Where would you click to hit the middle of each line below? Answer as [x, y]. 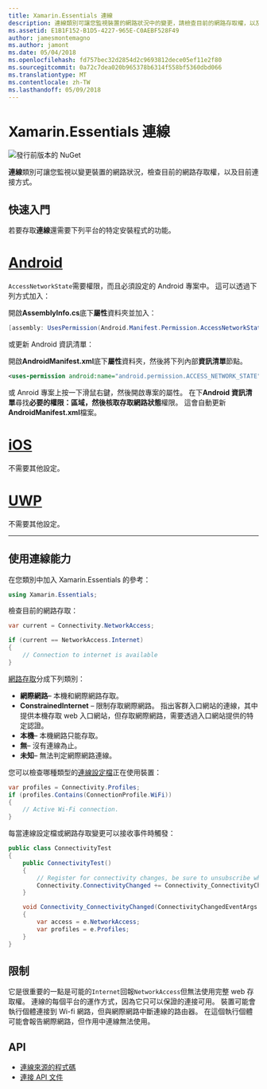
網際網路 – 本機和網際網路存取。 [71, 695]
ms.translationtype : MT [48, 75]
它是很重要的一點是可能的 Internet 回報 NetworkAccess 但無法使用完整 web [127, 992]
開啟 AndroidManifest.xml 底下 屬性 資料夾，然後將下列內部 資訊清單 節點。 [128, 361]
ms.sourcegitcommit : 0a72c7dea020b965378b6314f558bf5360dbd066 [115, 68]
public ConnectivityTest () [67, 863]
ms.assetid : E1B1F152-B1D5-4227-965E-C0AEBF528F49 [94, 30]
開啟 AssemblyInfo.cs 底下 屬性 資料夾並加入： [82, 313]
